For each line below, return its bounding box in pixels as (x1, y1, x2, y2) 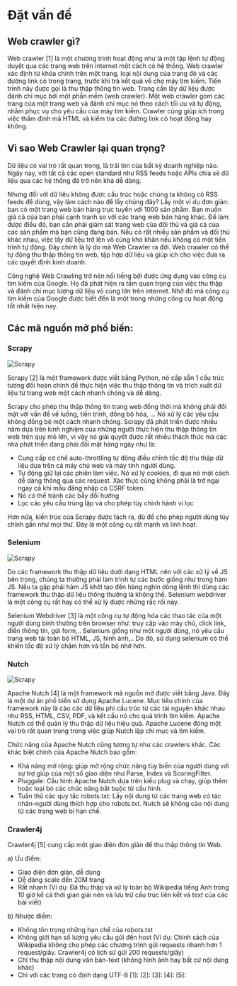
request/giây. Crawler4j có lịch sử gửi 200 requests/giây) (17, 948, 185, 957)
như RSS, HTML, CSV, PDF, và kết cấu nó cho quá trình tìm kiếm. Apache (7, 712, 221, 720)
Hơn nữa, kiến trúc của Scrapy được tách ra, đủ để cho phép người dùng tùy (7, 512, 230, 521)
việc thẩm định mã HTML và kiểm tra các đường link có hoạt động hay (7, 114, 212, 123)
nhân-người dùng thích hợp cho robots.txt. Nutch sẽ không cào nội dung (17, 800, 229, 808)
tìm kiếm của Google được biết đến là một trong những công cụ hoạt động (7, 294, 224, 303)
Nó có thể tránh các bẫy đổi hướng (17, 491, 120, 500)
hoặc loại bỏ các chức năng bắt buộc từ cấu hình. (17, 784, 163, 793)
